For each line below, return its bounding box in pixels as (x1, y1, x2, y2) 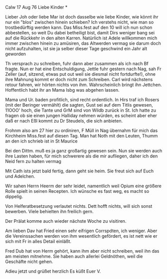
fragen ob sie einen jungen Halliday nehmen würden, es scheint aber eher (5, 113, 157, 119)
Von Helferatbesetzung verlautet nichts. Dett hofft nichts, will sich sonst (5, 203, 153, 209)
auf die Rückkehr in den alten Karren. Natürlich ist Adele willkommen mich (5, 35, 158, 41)
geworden (5, 51, 26, 57)
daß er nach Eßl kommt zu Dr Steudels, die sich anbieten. (5, 118, 123, 124)
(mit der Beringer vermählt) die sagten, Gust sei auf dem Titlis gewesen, (5, 102, 153, 108)
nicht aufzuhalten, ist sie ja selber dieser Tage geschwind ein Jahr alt (5, 46, 148, 51)
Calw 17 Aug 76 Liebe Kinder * (5, 4, 68, 10)
